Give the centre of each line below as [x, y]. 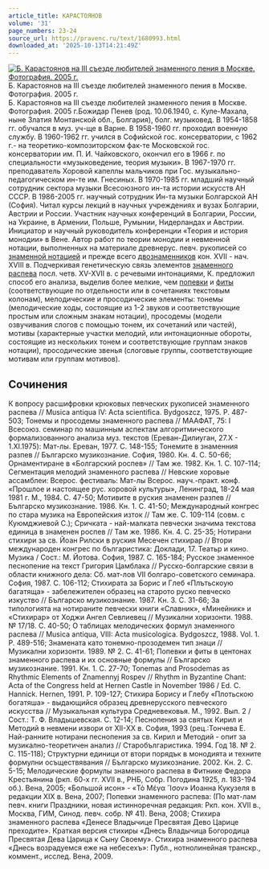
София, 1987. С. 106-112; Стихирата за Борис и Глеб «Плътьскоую [121, 583]
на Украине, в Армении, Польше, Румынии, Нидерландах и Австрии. [126, 223]
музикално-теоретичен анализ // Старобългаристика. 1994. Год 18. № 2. [132, 745]
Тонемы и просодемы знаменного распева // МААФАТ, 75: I [128, 420]
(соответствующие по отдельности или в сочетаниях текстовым [119, 291]
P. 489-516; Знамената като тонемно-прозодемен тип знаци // [116, 642]
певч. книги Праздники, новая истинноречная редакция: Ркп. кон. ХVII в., [134, 805]
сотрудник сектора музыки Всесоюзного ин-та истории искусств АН [127, 188]
